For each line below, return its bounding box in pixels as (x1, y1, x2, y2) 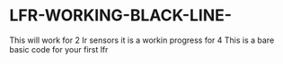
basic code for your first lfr (9, 44, 109, 54)
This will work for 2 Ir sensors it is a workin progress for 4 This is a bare (9, 35, 275, 45)
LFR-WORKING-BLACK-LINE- (9, 5, 232, 26)
